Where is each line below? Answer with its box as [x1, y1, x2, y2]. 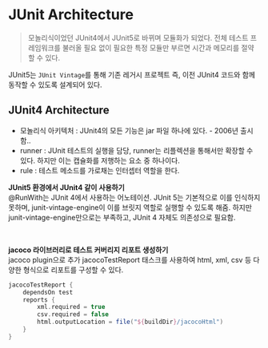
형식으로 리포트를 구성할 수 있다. [22, 265, 124, 275]
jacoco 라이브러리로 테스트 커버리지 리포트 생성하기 [8, 245, 169, 255]
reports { [22, 295, 56, 304]
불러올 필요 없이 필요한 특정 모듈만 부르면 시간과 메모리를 [62, 42, 240, 53]
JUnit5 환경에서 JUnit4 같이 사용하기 [8, 182, 126, 192]
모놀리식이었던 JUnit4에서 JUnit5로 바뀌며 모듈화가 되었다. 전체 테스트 [27, 33, 249, 42]
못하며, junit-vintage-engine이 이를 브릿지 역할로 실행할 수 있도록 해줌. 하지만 [8, 202, 252, 212]
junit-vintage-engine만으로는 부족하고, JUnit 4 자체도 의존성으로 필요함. [8, 212, 236, 222]
